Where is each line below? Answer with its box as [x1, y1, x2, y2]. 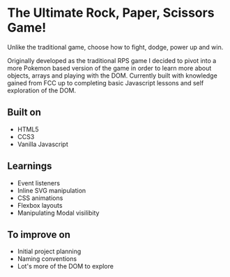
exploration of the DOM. [7, 86, 77, 94]
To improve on [7, 229, 71, 241]
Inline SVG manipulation [17, 186, 86, 194]
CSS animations [17, 194, 63, 202]
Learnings [7, 160, 52, 172]
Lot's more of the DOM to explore [17, 262, 114, 271]
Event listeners [17, 178, 61, 187]
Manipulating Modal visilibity [17, 208, 100, 217]
